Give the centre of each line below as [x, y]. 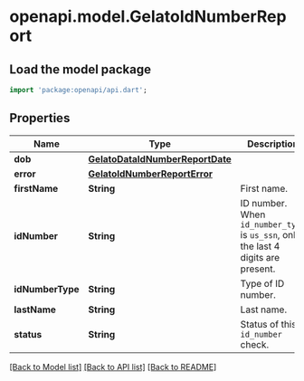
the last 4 [260, 246]
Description [273, 144]
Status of [259, 324]
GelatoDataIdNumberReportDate [160, 158]
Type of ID [262, 283]
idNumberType [47, 289]
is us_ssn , [260, 234]
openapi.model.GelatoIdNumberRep [148, 17]
